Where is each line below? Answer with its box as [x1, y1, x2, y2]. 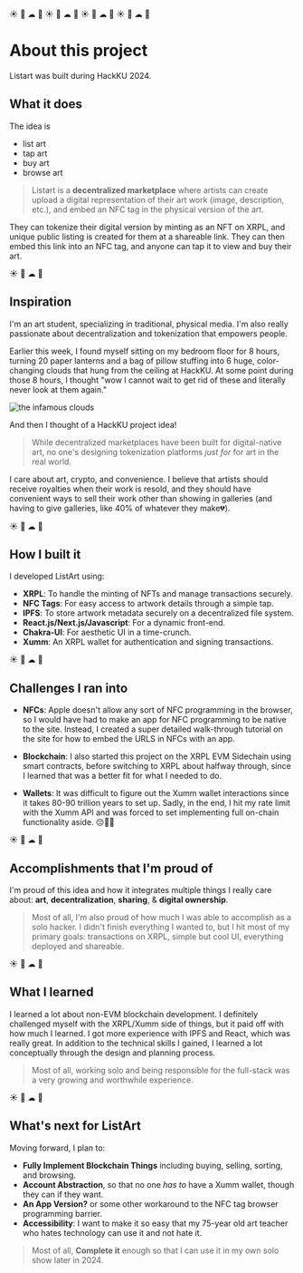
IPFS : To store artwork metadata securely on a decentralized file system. [22, 607, 294, 618]
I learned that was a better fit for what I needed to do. [22, 771, 223, 782]
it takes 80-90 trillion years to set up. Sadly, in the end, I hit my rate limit [22, 798, 291, 809]
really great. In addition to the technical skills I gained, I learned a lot [9, 1037, 263, 1048]
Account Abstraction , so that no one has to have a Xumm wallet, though [22, 1179, 295, 1190]
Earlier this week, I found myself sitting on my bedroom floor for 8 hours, [9, 345, 280, 356]
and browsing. [22, 1170, 77, 1181]
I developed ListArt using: [9, 571, 105, 582]
